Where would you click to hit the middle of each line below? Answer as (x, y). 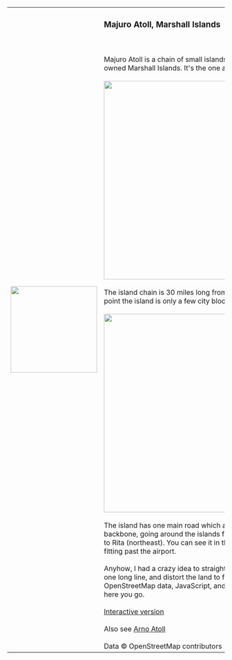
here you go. (124, 594)
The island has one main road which (162, 525)
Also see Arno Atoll (135, 629)
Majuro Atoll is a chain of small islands (166, 59)
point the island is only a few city (157, 301)
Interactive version (134, 612)
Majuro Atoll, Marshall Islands (162, 25)
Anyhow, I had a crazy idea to (152, 568)
